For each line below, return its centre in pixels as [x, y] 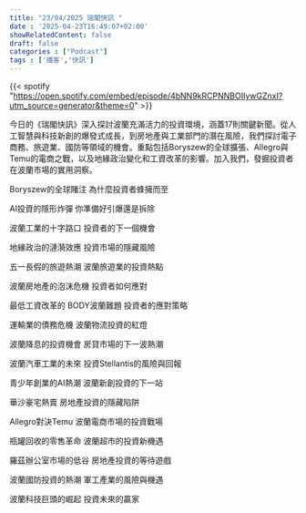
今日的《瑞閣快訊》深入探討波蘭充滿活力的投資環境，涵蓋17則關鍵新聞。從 [149, 124]
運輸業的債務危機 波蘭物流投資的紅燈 [78, 325]
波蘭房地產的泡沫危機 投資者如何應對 [78, 286]
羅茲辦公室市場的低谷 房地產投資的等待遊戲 [90, 460]
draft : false [34, 43]
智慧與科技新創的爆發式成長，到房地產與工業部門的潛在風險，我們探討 [148, 136]
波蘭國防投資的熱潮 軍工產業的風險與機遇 [87, 480]
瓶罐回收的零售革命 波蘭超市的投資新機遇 [87, 441]
